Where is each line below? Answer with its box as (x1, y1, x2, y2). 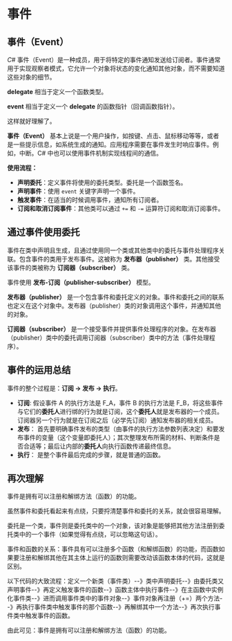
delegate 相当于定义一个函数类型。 (7, 88, 108, 95)
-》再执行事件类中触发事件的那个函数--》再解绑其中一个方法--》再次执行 (7, 603, 215, 611)
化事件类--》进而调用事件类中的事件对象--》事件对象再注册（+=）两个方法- (7, 594, 223, 602)
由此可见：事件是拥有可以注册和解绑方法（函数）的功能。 (7, 626, 171, 635)
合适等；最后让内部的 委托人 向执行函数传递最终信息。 (23, 442, 175, 450)
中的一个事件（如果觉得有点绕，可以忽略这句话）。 (19, 530, 162, 539)
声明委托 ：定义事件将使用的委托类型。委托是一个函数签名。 (17, 178, 187, 187)
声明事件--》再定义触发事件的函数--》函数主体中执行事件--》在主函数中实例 (7, 586, 224, 594)
